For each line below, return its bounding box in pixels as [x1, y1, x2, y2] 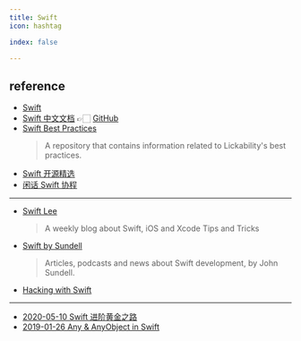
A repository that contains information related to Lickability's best [44, 141, 287, 151]
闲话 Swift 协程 [21, 180, 78, 191]
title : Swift [9, 13, 58, 22]
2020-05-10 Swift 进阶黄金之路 [21, 311, 138, 322]
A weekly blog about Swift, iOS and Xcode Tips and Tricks [44, 223, 260, 234]
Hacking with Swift [21, 285, 92, 295]
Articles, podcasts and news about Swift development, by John [44, 258, 279, 269]
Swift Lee [21, 206, 58, 217]
